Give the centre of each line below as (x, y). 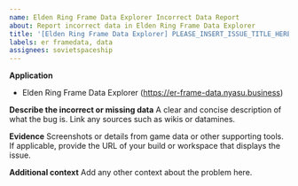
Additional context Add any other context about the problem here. (131, 173)
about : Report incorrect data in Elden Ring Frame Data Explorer (132, 26)
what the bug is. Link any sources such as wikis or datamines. (122, 120)
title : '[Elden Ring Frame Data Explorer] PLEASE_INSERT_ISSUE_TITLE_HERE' (152, 34)
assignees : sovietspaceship (61, 50)
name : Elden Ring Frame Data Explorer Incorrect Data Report (125, 17)
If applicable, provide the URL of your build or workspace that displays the (145, 146)
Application (31, 75)
